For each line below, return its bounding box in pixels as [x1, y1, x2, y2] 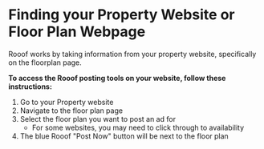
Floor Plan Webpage [8, 22, 146, 41]
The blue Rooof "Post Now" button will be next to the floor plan [19, 131, 229, 141]
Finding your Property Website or [8, 6, 235, 24]
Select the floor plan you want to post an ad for [19, 114, 177, 123]
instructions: [8, 82, 52, 91]
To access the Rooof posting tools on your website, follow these [8, 73, 226, 83]
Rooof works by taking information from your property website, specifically [8, 49, 257, 58]
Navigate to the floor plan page [19, 106, 123, 115]
